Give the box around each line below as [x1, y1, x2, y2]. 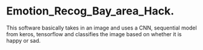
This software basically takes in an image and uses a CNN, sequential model [6, 24, 197, 31]
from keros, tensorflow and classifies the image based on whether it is [6, 30, 182, 37]
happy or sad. [6, 37, 41, 44]
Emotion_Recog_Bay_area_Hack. [6, 4, 175, 18]
